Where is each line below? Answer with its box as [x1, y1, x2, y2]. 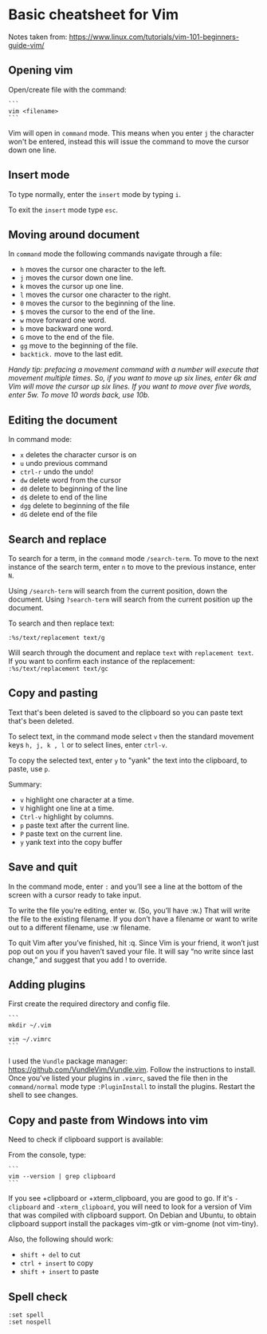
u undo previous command [19, 459, 108, 468]
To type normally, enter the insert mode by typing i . [8, 189, 182, 199]
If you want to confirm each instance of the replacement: [8, 657, 195, 665]
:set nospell [8, 1318, 52, 1326]
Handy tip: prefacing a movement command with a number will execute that [8, 365, 259, 374]
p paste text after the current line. [19, 820, 130, 830]
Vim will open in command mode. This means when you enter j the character [8, 128, 255, 137]
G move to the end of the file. [19, 333, 115, 342]
